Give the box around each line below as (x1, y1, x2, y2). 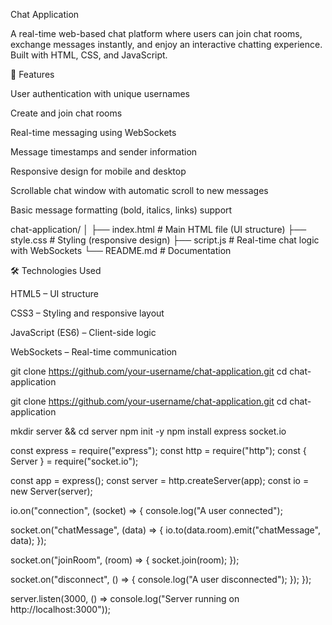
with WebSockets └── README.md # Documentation (10, 245, 232, 256)
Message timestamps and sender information (10, 146, 198, 158)
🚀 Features (10, 69, 55, 80)
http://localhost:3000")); (10, 604, 112, 615)
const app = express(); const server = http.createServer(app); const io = (10, 475, 310, 486)
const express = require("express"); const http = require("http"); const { (10, 445, 307, 456)
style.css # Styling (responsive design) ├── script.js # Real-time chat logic (10, 234, 320, 246)
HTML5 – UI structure (10, 288, 99, 299)
